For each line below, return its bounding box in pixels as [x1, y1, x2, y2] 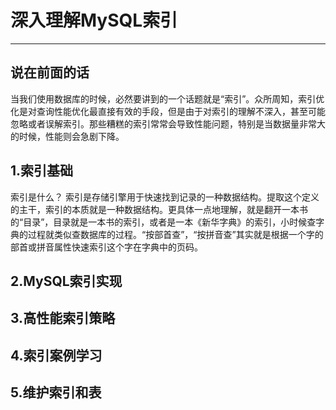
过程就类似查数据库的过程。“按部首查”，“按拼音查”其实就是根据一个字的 [27, 228, 324, 240]
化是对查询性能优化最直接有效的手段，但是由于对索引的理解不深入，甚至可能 [10, 105, 326, 117]
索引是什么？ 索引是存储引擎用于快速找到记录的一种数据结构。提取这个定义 [10, 191, 320, 203]
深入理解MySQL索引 [10, 9, 178, 32]
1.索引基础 [10, 162, 74, 180]
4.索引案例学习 [10, 347, 103, 364]
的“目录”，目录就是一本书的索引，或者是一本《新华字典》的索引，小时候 [10, 216, 308, 228]
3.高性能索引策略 [10, 310, 116, 327]
